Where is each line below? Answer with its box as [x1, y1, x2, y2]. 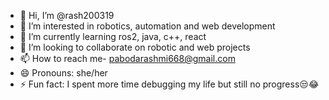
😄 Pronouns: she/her [19, 67, 108, 79]
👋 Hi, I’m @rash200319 [19, 10, 115, 21]
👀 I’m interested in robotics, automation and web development [19, 20, 276, 32]
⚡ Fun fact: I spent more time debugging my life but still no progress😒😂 [19, 78, 320, 90]
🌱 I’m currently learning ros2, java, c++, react [19, 31, 207, 42]
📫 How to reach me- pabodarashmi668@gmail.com [19, 53, 236, 64]
